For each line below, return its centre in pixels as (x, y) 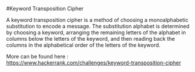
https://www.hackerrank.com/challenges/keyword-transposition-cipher (94, 63)
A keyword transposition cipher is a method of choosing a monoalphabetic (97, 20)
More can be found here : (37, 56)
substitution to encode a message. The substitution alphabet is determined (98, 26)
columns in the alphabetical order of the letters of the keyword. (83, 45)
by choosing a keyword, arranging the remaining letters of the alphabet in (96, 32)
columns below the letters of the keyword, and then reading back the (91, 39)
